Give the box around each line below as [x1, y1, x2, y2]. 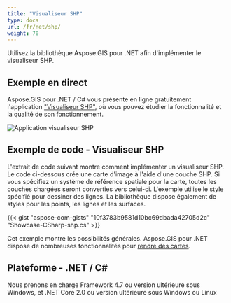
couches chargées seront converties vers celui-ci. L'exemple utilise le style [7, 185, 224, 193]
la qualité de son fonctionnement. [7, 110, 104, 119]
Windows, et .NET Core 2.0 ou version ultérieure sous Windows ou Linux [7, 288, 217, 296]
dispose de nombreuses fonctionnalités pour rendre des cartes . [7, 241, 191, 250]
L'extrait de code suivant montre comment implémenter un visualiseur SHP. [7, 162, 225, 171]
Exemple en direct [7, 76, 87, 88]
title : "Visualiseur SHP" [7, 10, 83, 17]
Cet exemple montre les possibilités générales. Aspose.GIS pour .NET [7, 234, 208, 242]
